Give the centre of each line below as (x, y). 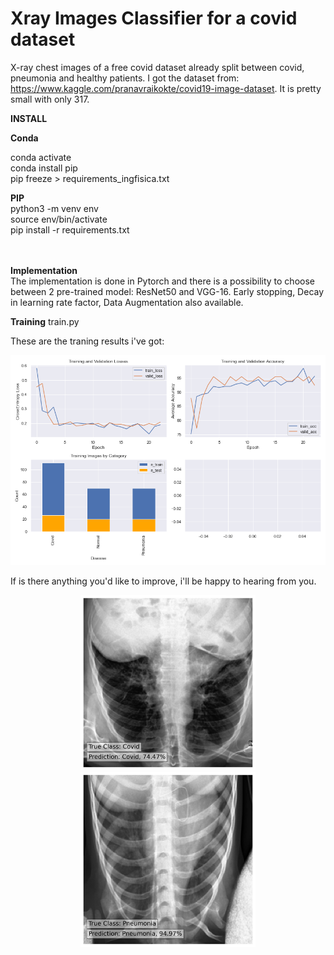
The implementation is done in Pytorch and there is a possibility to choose (162, 281)
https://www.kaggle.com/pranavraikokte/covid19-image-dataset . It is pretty (166, 88)
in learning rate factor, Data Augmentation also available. (127, 302)
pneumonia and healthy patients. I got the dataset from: (125, 78)
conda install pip (44, 168)
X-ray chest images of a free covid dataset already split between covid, (157, 67)
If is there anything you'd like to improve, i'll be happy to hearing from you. (163, 581)
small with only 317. (50, 99)
